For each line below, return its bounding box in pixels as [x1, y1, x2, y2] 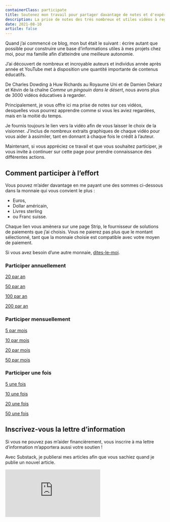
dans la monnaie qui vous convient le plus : [5, 187, 95, 193]
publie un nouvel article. [5, 459, 56, 465]
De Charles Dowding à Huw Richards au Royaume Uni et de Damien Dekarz [5, 82, 162, 88]
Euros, [12, 197, 26, 203]
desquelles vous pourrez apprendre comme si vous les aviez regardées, [5, 108, 156, 114]
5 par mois [5, 327, 28, 333]
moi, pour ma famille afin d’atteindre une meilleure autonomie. [5, 51, 134, 57]
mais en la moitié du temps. [5, 113, 63, 119]
